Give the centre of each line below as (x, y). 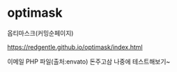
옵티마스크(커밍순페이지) (40, 33)
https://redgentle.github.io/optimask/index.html (75, 47)
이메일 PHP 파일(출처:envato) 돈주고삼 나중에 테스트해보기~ (89, 62)
